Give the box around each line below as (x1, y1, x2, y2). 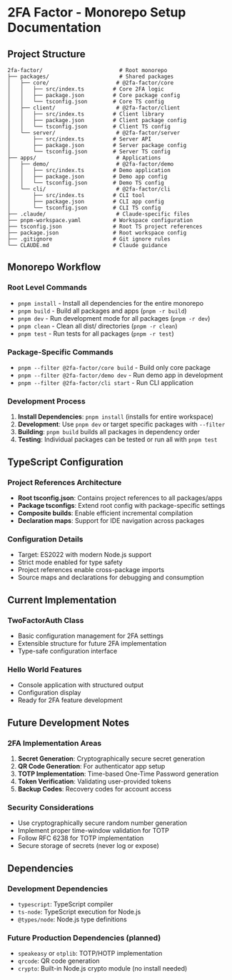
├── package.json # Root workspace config (7, 229, 187, 236)
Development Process (7, 396, 86, 406)
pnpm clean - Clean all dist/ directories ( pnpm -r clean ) (17, 321, 178, 330)
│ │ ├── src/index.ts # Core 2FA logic (7, 86, 164, 93)
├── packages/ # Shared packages (7, 73, 174, 80)
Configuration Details (7, 534, 84, 544)
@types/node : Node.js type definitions (17, 915, 127, 924)
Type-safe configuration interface (17, 646, 118, 655)
